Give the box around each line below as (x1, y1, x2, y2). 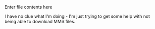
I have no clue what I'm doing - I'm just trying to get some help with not (4, 14, 150, 19)
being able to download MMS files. (4, 19, 76, 24)
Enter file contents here (4, 4, 52, 10)
